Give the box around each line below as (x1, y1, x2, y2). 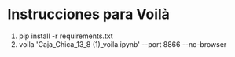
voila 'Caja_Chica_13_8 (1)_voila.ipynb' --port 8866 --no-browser (18, 39, 227, 48)
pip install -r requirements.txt (18, 31, 113, 41)
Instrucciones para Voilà (7, 5, 171, 23)
